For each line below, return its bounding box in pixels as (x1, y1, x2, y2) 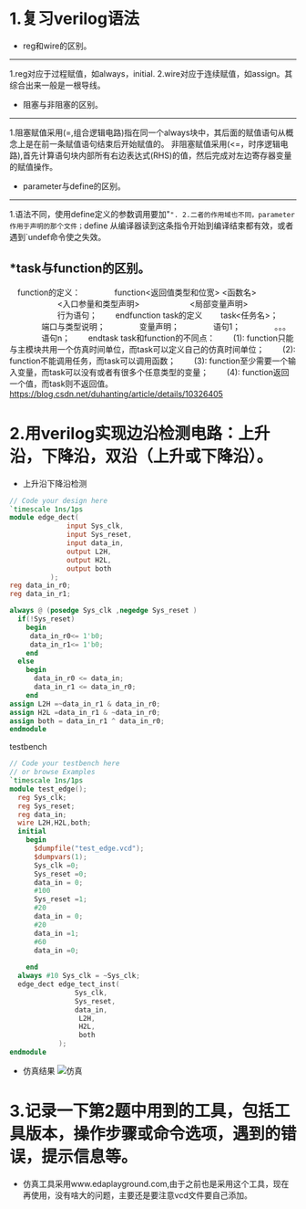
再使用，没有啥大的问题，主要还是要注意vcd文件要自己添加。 (22, 1189, 252, 1201)
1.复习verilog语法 (9, 8, 139, 29)
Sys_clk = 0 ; (33, 860, 79, 870)
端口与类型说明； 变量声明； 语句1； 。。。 (40, 321, 291, 331)
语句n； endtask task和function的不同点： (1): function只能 (40, 332, 294, 343)
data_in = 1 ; (33, 929, 79, 938)
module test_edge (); (9, 784, 88, 794)
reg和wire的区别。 (22, 40, 92, 51)
